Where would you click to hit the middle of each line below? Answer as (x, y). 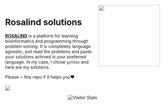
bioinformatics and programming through (47, 41)
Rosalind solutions (44, 22)
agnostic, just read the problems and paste (48, 52)
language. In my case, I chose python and (47, 62)
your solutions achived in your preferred (46, 56)
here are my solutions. (27, 67)
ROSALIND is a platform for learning (42, 36)
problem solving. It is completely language (48, 46)
